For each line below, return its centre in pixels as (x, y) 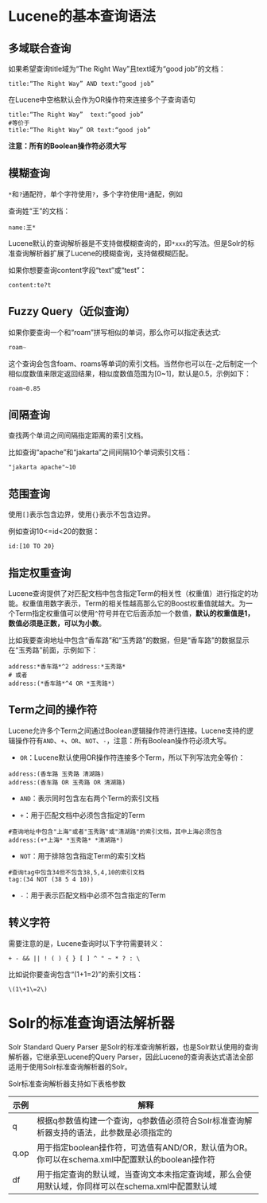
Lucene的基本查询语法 (82, 16)
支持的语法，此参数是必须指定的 (112, 1132)
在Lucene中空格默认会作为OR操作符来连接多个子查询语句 (102, 99)
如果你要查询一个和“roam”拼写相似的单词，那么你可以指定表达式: (114, 332)
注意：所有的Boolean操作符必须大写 (68, 146)
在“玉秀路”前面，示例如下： (53, 650)
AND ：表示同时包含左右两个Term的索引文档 (89, 798)
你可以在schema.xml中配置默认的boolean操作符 (126, 1159)
